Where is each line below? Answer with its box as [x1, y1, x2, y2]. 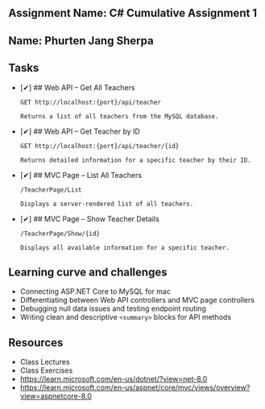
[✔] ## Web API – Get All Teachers [19, 82, 135, 92]
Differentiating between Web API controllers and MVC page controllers [19, 295, 255, 305]
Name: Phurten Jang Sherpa [8, 34, 155, 48]
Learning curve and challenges [8, 265, 168, 279]
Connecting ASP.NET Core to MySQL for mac [19, 287, 172, 296]
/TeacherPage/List [19, 185, 82, 194]
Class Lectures [19, 357, 70, 367]
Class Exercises [19, 366, 73, 375]
